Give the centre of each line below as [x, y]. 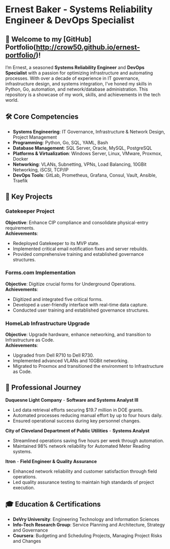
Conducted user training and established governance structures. [81, 310]
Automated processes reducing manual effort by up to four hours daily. [88, 415]
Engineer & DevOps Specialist [70, 20]
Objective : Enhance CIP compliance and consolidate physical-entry [77, 222]
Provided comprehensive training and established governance [78, 254]
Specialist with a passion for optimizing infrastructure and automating [79, 73]
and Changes [27, 541]
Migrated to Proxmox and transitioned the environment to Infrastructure [88, 366]
